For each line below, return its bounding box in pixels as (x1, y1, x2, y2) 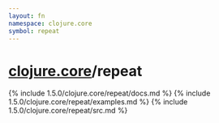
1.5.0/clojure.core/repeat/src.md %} (8, 106, 128, 116)
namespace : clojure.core (8, 19, 92, 28)
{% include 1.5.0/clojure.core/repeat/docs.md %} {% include (8, 88, 211, 98)
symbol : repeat (8, 27, 60, 35)
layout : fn (8, 11, 45, 20)
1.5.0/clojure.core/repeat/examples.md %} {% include (8, 97, 188, 107)
